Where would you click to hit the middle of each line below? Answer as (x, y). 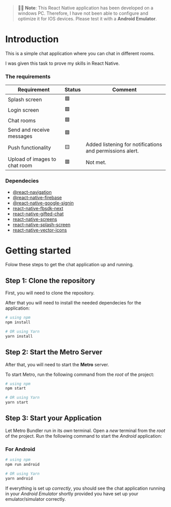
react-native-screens (35, 219)
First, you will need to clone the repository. (50, 293)
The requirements (28, 77)
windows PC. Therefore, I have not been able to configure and (83, 13)
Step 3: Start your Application (53, 418)
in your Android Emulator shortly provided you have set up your (72, 493)
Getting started (38, 250)
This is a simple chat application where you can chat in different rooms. (80, 53)
